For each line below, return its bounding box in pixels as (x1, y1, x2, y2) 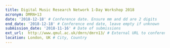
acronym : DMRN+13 (5, 12, 42, 17)
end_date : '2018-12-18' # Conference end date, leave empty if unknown (5, 21, 159, 26)
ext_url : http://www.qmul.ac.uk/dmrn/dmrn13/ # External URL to (5, 30, 146, 35)
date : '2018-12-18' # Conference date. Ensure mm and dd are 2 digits (5, 16, 157, 21)
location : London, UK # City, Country (5, 35, 87, 40)
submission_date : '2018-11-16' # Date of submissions (5, 26, 121, 31)
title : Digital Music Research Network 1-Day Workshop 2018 (5, 7, 135, 12)
